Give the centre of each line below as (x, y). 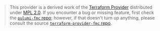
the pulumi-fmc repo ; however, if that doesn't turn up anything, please (82, 18)
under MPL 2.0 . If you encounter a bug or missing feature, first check (82, 12)
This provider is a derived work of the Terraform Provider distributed (81, 7)
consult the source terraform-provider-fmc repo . (61, 23)
